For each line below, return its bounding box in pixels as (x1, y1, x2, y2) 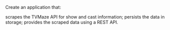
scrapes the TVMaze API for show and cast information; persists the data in (5, 14, 165, 19)
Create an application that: (5, 4, 61, 10)
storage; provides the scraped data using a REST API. (5, 19, 119, 25)
